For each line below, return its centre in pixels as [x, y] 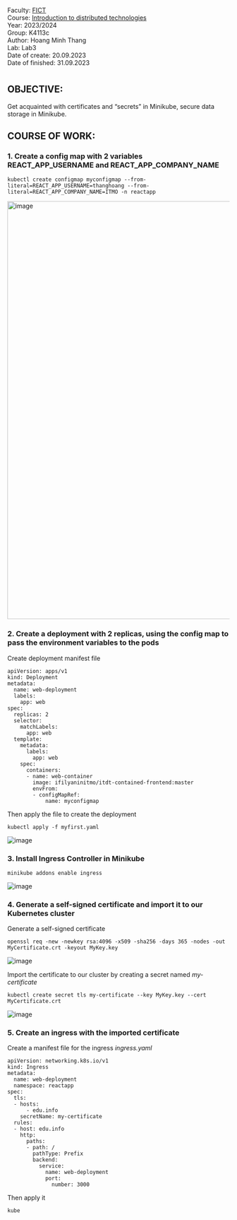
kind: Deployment [33, 677]
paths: [36, 1142]
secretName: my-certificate [61, 1117]
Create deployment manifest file [54, 658]
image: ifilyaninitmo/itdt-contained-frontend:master [113, 782]
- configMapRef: [56, 794]
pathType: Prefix [58, 1154]
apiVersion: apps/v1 [38, 671]
